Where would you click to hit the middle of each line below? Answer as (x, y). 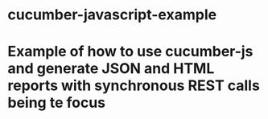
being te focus (57, 103)
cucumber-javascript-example (112, 15)
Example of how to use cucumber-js (130, 52)
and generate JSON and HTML (111, 69)
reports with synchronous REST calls (134, 86)
